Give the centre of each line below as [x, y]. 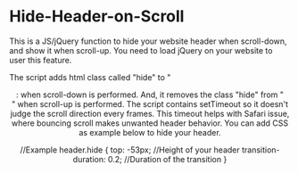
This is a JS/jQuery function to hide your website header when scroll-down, [148, 41]
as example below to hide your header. [150, 132]
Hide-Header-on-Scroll [97, 16]
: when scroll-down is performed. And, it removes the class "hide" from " [150, 95]
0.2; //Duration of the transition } [167, 159]
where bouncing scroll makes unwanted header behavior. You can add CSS [150, 123]
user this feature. [41, 60]
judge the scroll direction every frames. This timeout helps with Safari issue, [150, 113]
